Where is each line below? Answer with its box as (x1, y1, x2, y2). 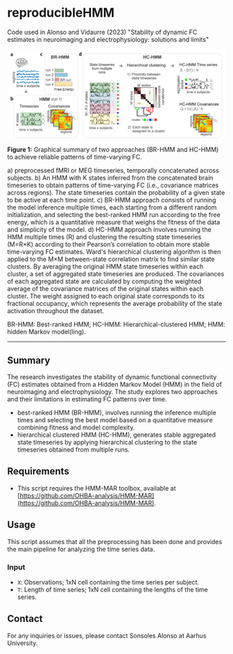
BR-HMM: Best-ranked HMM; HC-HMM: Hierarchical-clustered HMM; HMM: (7, 320, 225, 328)
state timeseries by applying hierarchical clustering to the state (17, 438, 198, 446)
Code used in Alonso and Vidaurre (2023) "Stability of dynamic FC (7, 28, 198, 36)
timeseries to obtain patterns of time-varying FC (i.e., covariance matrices (7, 181, 219, 189)
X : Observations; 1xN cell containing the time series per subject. (17, 577, 200, 586)
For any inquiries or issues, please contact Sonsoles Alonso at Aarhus (7, 631, 207, 639)
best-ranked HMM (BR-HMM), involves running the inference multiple (17, 408, 216, 417)
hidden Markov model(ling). (7, 328, 87, 336)
